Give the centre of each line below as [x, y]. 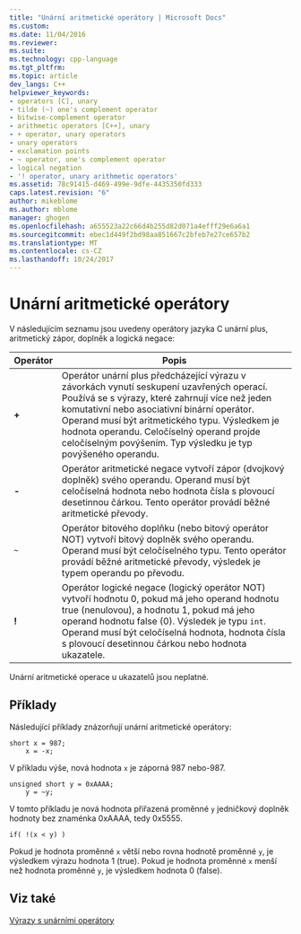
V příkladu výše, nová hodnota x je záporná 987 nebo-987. [117, 767]
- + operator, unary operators [68, 135]
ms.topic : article [43, 76]
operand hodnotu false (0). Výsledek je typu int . [164, 621]
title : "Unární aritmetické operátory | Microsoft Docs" [118, 17]
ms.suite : [28, 51]
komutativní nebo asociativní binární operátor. [158, 409]
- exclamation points [50, 151]
